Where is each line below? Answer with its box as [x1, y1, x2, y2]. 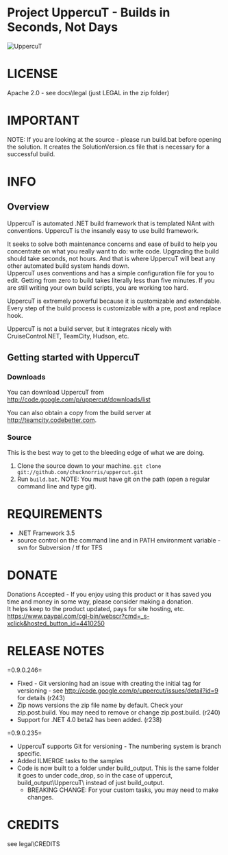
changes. [27, 793, 54, 801]
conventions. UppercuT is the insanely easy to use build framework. [7, 226, 199, 234]
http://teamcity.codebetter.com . [7, 416, 97, 424]
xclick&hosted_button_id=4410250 [7, 619, 105, 628]
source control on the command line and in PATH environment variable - [16, 536, 221, 544]
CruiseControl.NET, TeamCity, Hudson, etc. [7, 332, 129, 340]
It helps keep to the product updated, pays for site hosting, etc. [7, 604, 185, 612]
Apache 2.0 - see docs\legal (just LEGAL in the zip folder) [7, 88, 170, 97]
